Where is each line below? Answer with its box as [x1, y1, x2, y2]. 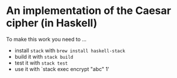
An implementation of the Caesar [6, 4, 172, 17]
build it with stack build [14, 53, 74, 60]
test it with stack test [14, 59, 68, 66]
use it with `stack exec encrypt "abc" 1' [14, 65, 110, 72]
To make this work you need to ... [6, 36, 87, 42]
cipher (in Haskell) [6, 16, 98, 30]
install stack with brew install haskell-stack [14, 47, 125, 54]
